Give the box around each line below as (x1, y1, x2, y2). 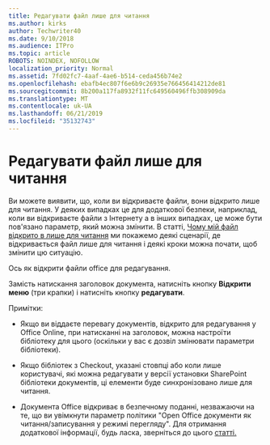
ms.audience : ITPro (8, 42, 74, 50)
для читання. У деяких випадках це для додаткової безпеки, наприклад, (8, 204, 258, 214)
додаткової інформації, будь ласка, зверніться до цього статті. (19, 427, 237, 437)
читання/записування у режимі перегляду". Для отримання (19, 418, 227, 429)
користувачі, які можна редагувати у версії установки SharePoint (19, 369, 247, 379)
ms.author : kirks (8, 19, 67, 28)
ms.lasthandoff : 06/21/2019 (8, 110, 103, 118)
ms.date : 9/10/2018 (8, 34, 74, 43)
